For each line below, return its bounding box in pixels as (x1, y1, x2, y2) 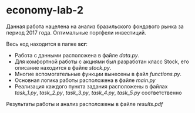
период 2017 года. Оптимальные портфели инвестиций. (6, 29, 146, 36)
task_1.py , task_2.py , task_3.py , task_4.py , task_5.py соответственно (14, 89, 182, 96)
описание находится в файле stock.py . (14, 64, 112, 71)
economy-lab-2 (6, 4, 84, 17)
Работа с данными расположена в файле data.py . (14, 52, 140, 59)
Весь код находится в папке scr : (6, 40, 88, 47)
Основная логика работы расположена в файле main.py (14, 77, 156, 84)
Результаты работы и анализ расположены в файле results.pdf (6, 100, 163, 107)
